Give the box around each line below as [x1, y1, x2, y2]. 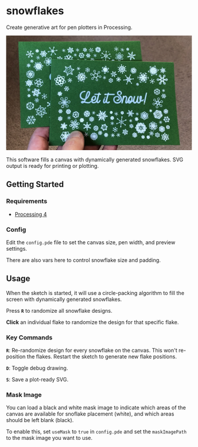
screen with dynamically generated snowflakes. [6, 296, 122, 303]
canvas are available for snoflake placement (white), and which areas [6, 410, 174, 417]
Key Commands [6, 333, 53, 341]
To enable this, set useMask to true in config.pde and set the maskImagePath [6, 428, 187, 435]
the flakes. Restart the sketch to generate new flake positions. [27, 353, 177, 360]
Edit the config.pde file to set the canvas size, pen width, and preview [6, 239, 176, 246]
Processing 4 [14, 210, 47, 218]
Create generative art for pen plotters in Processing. [6, 24, 133, 31]
